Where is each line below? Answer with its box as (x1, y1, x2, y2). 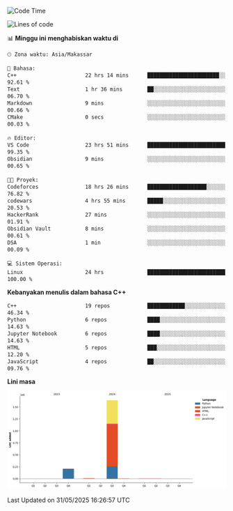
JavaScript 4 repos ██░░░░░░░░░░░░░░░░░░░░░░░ (7, 358, 226, 365)
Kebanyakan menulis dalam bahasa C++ (7, 288, 127, 296)
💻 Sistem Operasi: (7, 260, 63, 267)
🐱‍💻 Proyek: (7, 176, 39, 183)
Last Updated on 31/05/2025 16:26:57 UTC (7, 496, 130, 505)
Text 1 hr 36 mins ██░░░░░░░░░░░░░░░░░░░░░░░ (7, 86, 226, 93)
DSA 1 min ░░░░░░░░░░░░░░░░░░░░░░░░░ (7, 239, 226, 246)
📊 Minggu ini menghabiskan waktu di (7, 34, 119, 42)
